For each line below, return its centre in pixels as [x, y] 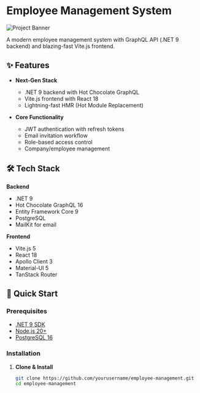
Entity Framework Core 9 [47, 211]
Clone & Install [34, 367]
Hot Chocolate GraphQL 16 [49, 205]
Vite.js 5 [25, 248]
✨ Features [28, 65]
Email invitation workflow [56, 135]
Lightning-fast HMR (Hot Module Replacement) [84, 105]
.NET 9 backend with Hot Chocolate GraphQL [82, 92]
